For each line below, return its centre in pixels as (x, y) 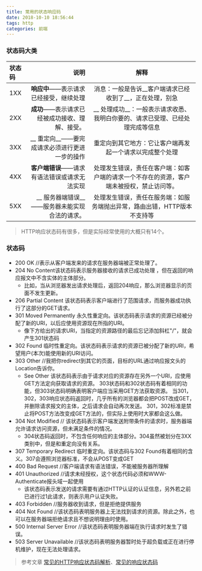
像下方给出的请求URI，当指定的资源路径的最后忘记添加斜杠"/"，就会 (108, 330)
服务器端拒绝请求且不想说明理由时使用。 (81, 519)
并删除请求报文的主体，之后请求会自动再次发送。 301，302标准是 (105, 406)
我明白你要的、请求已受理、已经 (139, 118)
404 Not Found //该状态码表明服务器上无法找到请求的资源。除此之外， (102, 511)
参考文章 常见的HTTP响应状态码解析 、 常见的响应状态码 (89, 562)
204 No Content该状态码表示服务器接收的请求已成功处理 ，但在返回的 (101, 270)
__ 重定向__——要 (55, 138)
